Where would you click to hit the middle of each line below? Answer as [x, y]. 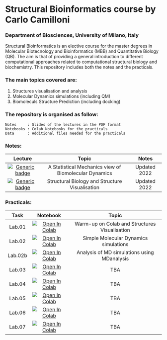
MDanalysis [115, 258]
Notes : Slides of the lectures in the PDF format [63, 125]
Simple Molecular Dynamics [115, 238]
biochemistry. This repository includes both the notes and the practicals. [80, 67]
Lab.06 [17, 313]
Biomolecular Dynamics [84, 173]
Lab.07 [17, 327]
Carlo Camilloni [38, 20]
